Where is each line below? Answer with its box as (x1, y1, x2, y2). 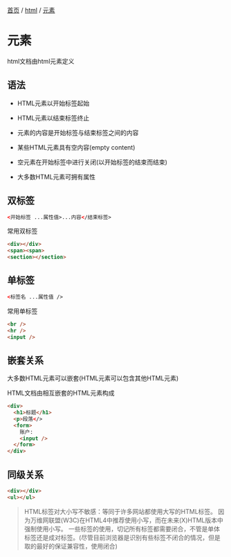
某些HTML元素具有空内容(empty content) (17, 143, 136, 151)
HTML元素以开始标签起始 (17, 99, 90, 107)
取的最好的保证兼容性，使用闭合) (24, 542, 118, 550)
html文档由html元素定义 (7, 57, 75, 65)
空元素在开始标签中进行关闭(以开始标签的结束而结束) (17, 158, 168, 166)
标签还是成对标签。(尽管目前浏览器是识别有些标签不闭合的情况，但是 (24, 533, 221, 542)
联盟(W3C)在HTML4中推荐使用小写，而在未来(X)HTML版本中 (48, 515, 223, 524)
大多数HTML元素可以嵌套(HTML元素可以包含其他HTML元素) (7, 374, 179, 382)
